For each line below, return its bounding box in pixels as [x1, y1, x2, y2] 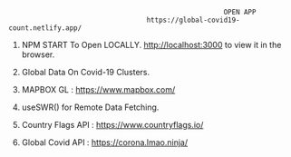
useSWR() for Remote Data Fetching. [21, 102, 160, 113]
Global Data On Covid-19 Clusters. [21, 67, 150, 77]
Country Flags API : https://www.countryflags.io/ [21, 120, 204, 130]
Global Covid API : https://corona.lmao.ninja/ [21, 137, 189, 148]
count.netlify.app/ [8, 24, 82, 33]
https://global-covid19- [146, 15, 241, 25]
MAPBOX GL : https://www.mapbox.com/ [21, 84, 176, 94]
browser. [21, 49, 55, 60]
